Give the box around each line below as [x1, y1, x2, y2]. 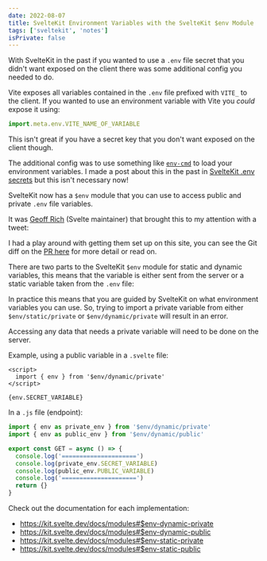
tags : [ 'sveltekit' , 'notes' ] [8, 26, 109, 34]
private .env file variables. [8, 199, 94, 209]
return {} [15, 482, 48, 489]
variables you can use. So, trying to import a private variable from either [8, 303, 244, 312]
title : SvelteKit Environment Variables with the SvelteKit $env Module [8, 19, 254, 27]
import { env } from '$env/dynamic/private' [15, 373, 165, 381]
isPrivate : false [8, 33, 66, 42]
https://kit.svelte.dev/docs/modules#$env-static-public [19, 544, 201, 553]
